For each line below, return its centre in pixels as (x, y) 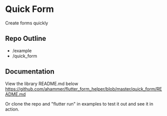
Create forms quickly (27, 23)
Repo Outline (26, 39)
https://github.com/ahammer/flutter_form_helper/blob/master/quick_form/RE (83, 89)
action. (12, 109)
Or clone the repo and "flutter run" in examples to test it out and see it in (79, 104)
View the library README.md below (42, 84)
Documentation (30, 71)
